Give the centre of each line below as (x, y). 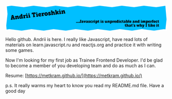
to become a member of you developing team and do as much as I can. (81, 66)
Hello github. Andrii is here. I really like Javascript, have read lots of (77, 39)
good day (15, 91)
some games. (20, 50)
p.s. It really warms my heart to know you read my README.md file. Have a (85, 86)
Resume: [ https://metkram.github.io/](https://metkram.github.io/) (74, 76)
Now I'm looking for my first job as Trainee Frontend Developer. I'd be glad (84, 60)
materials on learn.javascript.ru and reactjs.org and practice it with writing (83, 45)
